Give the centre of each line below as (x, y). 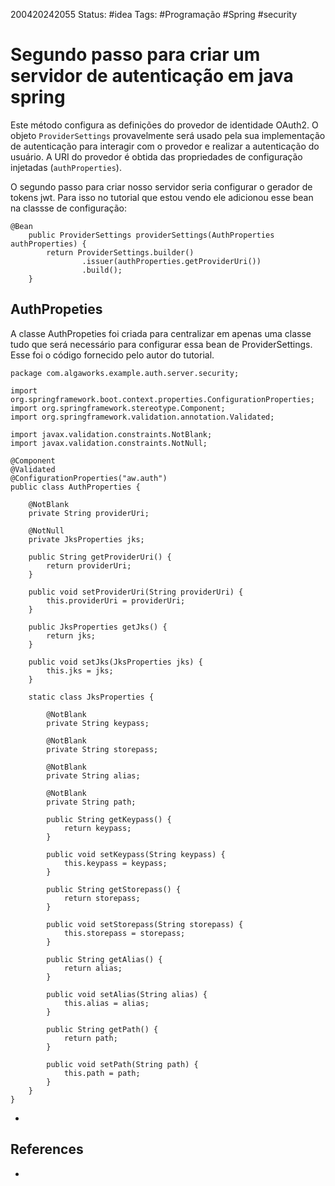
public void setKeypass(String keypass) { (136, 854)
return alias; (93, 968)
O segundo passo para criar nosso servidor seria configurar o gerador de (161, 186)
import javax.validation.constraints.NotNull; (109, 443)
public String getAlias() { (104, 959)
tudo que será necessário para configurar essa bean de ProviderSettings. (161, 344)
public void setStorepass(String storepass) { (145, 924)
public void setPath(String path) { (122, 1064)
